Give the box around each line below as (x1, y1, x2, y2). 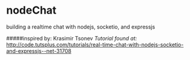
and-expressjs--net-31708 (6, 47, 72, 54)
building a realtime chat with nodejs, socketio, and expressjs (6, 23, 155, 30)
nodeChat (6, 4, 57, 17)
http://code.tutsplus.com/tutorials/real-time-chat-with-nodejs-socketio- (6, 41, 184, 48)
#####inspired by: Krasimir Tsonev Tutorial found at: (6, 34, 137, 42)
